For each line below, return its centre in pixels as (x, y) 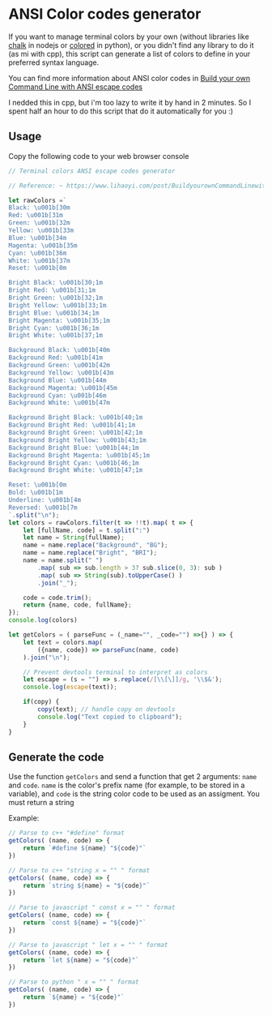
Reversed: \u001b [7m (43, 508)
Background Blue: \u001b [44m (57, 380)
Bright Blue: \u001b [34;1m (54, 313)
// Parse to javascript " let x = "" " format (88, 945)
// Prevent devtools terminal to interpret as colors (115, 672)
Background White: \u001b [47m (59, 403)
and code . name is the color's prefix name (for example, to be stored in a (127, 785)
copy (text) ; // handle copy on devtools (106, 709)
